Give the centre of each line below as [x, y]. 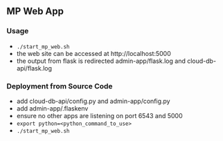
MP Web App [35, 11]
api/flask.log [34, 68]
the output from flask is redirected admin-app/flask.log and [101, 61]
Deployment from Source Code [60, 86]
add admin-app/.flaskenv [52, 108]
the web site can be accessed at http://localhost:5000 [93, 53]
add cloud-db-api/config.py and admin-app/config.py [93, 101]
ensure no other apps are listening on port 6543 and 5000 [99, 115]
